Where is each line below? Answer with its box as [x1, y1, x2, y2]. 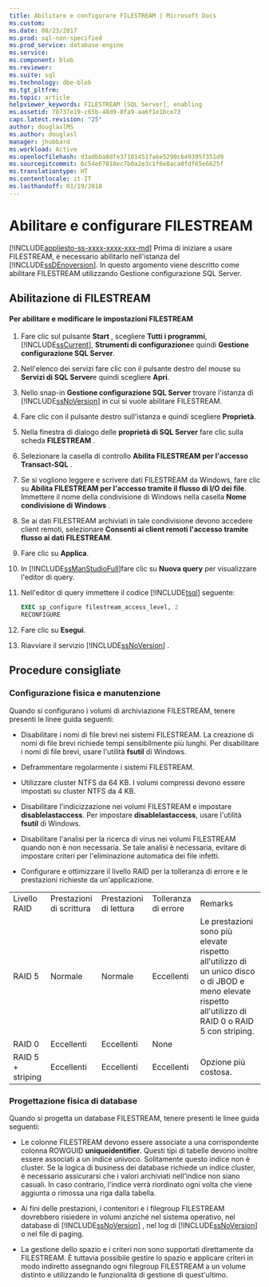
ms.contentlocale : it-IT [9, 175, 92, 184]
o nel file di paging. [20, 1230, 85, 1239]
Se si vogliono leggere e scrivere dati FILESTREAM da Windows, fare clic [20, 476, 261, 485]
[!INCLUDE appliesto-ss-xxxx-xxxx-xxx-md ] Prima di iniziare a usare [9, 243, 233, 252]
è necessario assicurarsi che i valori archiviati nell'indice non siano [20, 1171, 240, 1181]
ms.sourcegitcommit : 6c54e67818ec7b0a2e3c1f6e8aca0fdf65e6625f [9, 160, 224, 168]
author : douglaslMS [9, 123, 74, 131]
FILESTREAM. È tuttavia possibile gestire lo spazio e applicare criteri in [20, 1253, 254, 1263]
